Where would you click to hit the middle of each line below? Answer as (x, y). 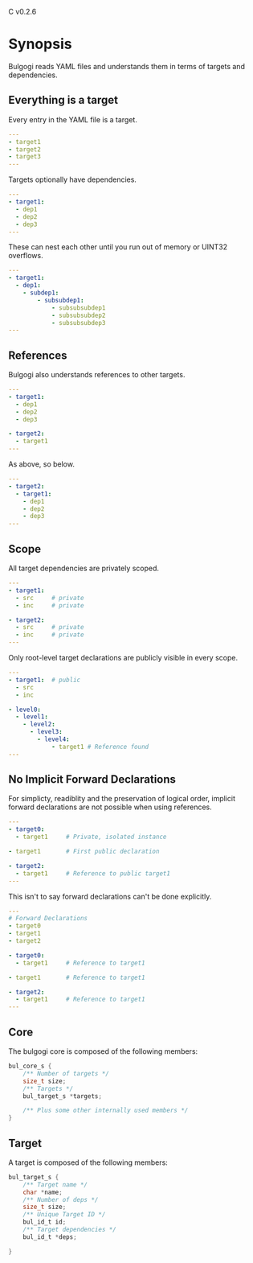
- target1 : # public (45, 680)
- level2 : (39, 724)
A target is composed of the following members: (88, 1162)
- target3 (25, 157)
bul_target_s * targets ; (63, 1096)
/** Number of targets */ (66, 1073)
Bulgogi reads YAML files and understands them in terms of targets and (126, 66)
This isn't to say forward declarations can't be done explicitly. (110, 896)
